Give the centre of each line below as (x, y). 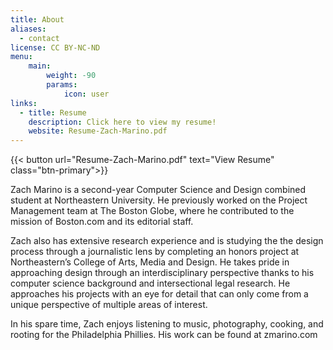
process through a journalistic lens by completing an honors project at (155, 252)
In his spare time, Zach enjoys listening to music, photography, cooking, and (167, 324)
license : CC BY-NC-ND (55, 47)
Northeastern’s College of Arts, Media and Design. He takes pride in (150, 262)
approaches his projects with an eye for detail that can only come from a (159, 294)
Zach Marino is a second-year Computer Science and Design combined (158, 190)
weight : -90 (71, 76)
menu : (21, 57)
